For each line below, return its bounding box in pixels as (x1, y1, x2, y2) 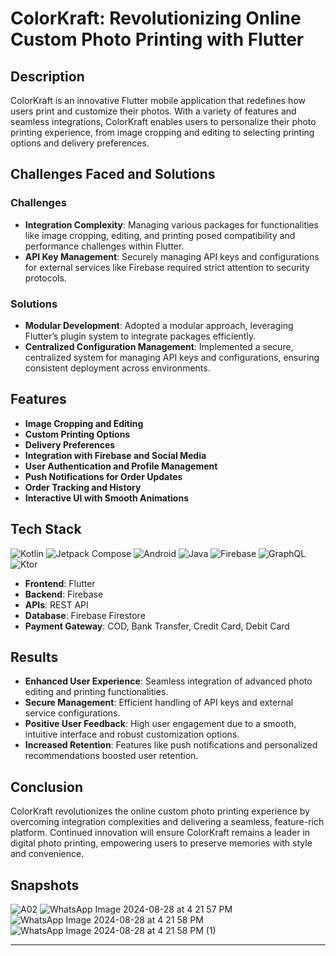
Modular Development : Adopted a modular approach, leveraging (24, 319, 294, 331)
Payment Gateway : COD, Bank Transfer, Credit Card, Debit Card (24, 620, 290, 632)
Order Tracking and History (24, 481, 142, 493)
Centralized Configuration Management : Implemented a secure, (24, 340, 294, 352)
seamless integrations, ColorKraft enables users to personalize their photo (10, 116, 317, 127)
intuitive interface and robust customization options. (24, 728, 240, 741)
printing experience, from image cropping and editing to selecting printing (10, 127, 315, 138)
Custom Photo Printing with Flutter (10, 28, 305, 51)
